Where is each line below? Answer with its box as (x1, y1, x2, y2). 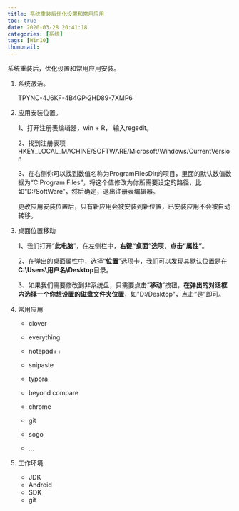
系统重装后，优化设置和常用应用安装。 (7, 64, 120, 72)
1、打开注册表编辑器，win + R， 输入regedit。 (17, 124, 153, 132)
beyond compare (28, 389, 79, 397)
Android (28, 480, 52, 489)
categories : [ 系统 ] (7, 30, 63, 38)
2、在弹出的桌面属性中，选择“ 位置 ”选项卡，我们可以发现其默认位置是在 (17, 257, 228, 265)
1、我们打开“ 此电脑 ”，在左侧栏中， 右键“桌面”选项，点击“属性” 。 (17, 242, 208, 250)
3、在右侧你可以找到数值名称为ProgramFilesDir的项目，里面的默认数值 (17, 169, 226, 177)
